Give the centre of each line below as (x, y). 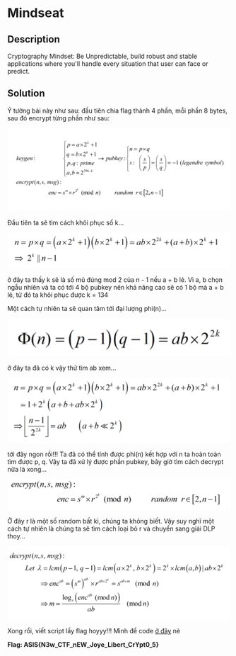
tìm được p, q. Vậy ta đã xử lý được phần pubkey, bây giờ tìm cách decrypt (116, 461)
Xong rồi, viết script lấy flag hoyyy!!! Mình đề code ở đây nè (94, 631)
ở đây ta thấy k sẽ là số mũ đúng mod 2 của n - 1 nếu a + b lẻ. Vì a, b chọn (115, 280)
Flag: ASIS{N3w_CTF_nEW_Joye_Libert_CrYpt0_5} (83, 645)
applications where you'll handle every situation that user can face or (108, 64)
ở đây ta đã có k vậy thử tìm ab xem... (62, 368)
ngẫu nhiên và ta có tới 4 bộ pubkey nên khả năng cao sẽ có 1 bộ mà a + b (116, 288)
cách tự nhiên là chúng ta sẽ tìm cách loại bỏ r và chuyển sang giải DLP (111, 528)
